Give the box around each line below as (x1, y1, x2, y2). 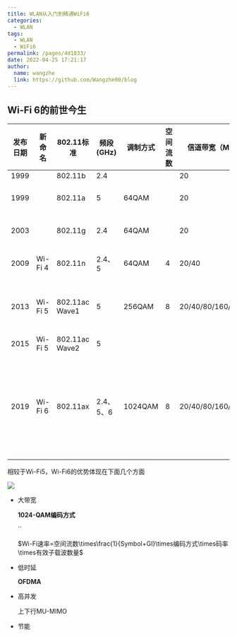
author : (7, 63, 30, 70)
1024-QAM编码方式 (17, 510, 75, 520)
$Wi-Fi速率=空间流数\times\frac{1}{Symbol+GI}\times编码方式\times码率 (17, 539, 229, 548)
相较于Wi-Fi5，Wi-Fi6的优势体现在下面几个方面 (7, 467, 145, 476)
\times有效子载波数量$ (17, 549, 83, 557)
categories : (7, 17, 42, 24)
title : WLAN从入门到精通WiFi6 (7, 10, 90, 18)
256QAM (123, 302, 154, 312)
